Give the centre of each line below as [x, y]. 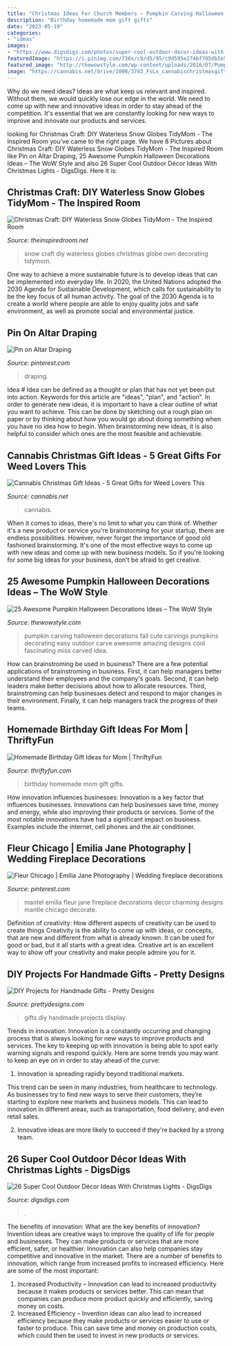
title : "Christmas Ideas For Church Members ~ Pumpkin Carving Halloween [116, 13]
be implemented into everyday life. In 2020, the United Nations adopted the [114, 282]
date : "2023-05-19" [35, 26]
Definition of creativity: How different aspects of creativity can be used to [112, 923]
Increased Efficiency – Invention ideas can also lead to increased [109, 1313]
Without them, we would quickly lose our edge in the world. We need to [109, 98]
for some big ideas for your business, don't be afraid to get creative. [104, 560]
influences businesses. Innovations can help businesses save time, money [113, 804]
